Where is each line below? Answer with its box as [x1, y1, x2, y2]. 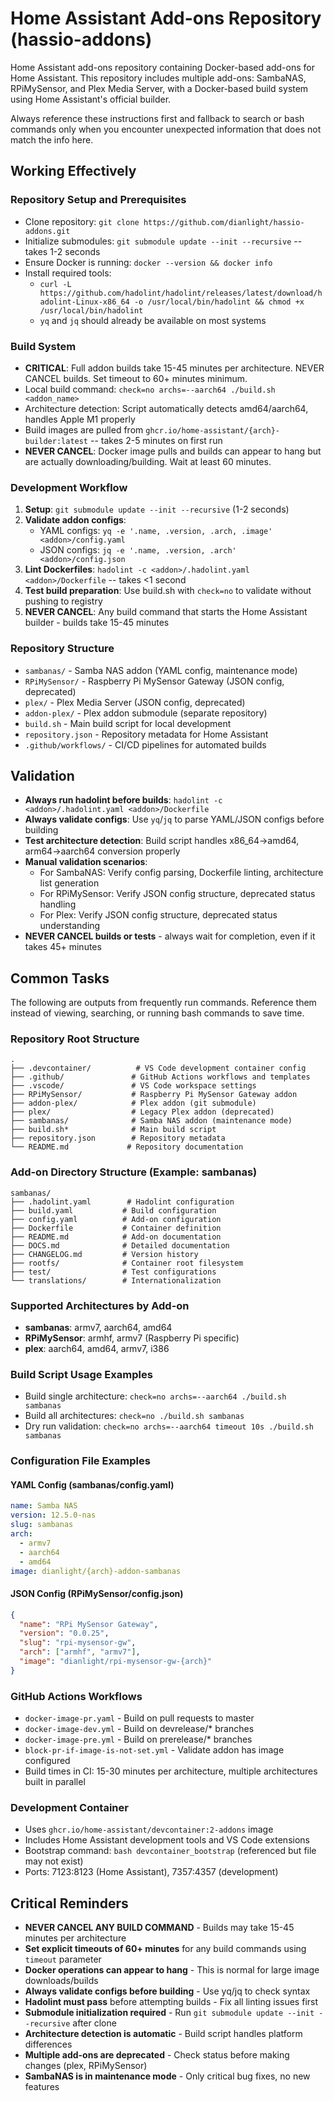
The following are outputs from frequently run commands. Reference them [10, 997, 317, 1009]
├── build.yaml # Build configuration [10, 1205, 217, 1216]
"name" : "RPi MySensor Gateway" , [19, 1619, 159, 1629]
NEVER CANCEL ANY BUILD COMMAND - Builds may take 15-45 [24, 1922, 295, 1934]
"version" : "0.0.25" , [19, 1628, 110, 1639]
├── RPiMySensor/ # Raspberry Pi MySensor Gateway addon [10, 1090, 298, 1100]
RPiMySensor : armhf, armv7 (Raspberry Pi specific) [24, 1332, 240, 1344]
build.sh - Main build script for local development [24, 717, 232, 729]
